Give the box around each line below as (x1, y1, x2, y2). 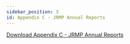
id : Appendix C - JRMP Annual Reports (6, 14, 105, 20)
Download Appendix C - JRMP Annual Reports (6, 31, 124, 38)
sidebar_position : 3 (6, 8, 59, 15)
